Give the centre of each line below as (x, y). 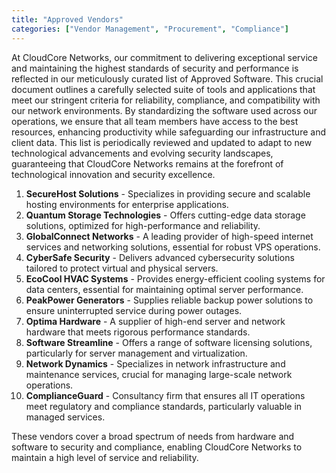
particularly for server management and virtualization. (136, 353)
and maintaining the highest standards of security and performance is (155, 68)
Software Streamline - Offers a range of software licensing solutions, (169, 342)
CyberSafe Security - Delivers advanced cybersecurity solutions (160, 257)
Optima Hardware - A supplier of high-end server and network (155, 321)
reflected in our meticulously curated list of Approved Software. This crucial (167, 78)
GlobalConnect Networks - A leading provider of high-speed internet (169, 236)
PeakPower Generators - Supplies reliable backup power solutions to (169, 300)
